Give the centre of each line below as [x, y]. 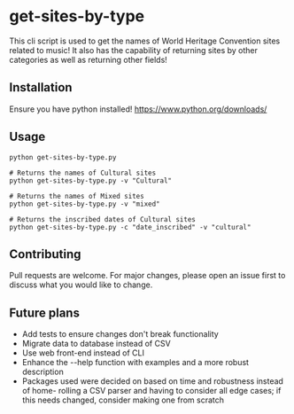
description [43, 372]
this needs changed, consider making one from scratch [123, 400]
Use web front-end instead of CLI [83, 353]
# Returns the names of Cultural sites [83, 173]
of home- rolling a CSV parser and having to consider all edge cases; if [151, 391]
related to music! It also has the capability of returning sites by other [134, 50]
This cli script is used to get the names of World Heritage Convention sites [145, 41]
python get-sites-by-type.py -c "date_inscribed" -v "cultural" [130, 227]
